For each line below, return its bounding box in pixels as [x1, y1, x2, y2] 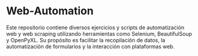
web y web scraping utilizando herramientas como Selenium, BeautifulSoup [6, 30, 193, 37]
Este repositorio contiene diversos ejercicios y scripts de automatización [6, 24, 185, 31]
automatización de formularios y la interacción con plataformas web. [6, 43, 175, 50]
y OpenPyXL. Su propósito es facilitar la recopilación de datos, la [6, 36, 166, 43]
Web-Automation [6, 4, 94, 18]
